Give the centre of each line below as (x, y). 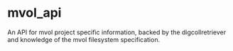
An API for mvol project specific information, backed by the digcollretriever (116, 32)
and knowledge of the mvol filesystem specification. (84, 39)
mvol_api (34, 13)
